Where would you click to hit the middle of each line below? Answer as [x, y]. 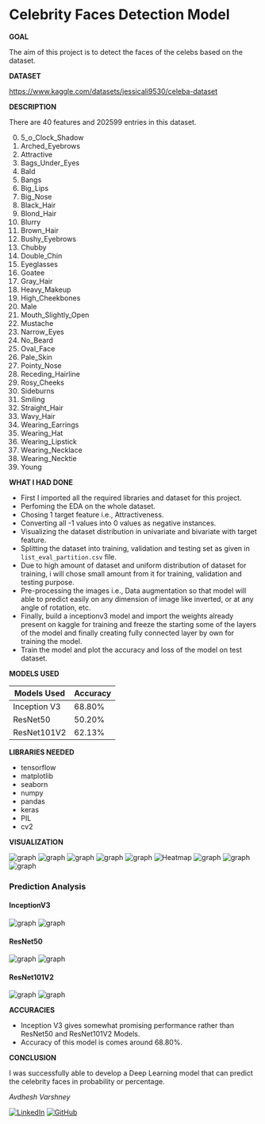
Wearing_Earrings [50, 424]
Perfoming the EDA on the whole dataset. [88, 506]
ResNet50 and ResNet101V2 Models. [80, 1034]
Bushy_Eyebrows [48, 238]
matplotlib [37, 776]
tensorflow [38, 767]
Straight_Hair [42, 408]
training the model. [51, 641]
